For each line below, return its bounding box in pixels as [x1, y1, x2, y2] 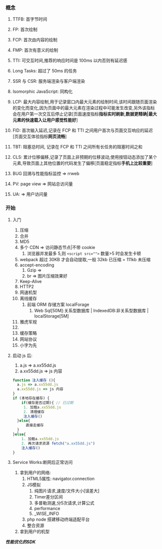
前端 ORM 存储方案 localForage [27, 301, 89, 307]
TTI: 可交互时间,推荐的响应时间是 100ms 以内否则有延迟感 [12, 57, 128, 64]
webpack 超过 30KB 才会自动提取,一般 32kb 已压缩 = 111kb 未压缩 [19, 256, 151, 262]
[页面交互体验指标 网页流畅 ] [12, 134, 67, 140]
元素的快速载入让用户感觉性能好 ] [12, 117, 78, 123]
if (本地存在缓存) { [12, 396, 50, 401]
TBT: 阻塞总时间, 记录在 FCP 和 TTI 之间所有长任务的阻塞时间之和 [12, 144, 143, 150]
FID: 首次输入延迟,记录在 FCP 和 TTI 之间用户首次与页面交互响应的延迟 [12, 127, 153, 133]
